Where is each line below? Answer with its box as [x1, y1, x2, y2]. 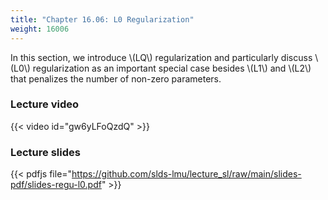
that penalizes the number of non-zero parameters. [10, 72, 222, 85]
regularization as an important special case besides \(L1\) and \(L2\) [32, 62, 312, 74]
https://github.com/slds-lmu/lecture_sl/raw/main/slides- [71, 168, 302, 180]
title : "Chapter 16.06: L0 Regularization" [10, 14, 195, 25]
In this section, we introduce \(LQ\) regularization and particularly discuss [10, 51, 313, 63]
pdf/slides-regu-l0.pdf [10, 179, 102, 191]
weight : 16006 [10, 24, 70, 34]
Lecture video [10, 97, 80, 111]
